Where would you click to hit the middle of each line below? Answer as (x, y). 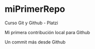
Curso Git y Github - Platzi (31, 23)
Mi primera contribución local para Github (47, 32)
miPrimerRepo (35, 9)
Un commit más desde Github (35, 42)
